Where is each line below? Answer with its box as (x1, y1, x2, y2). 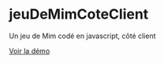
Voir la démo (9, 46, 50, 55)
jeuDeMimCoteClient (9, 5, 149, 23)
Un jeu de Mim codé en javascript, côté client (9, 31, 156, 40)
